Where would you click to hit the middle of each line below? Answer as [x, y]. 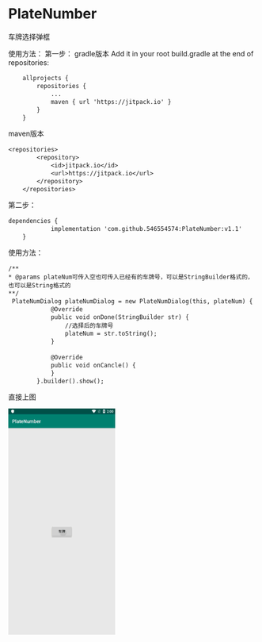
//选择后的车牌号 [89, 325]
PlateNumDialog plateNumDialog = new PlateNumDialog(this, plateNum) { [132, 301]
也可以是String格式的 [40, 285]
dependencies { [33, 221]
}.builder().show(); [70, 381]
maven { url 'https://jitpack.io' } [111, 102]
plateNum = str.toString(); [111, 333]
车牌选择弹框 [29, 37]
